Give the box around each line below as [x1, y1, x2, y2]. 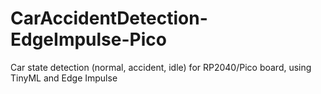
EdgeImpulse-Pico [10, 28, 167, 51]
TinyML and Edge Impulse [10, 72, 118, 84]
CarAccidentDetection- [10, 7, 208, 30]
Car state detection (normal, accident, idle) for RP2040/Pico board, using [10, 61, 312, 73]
